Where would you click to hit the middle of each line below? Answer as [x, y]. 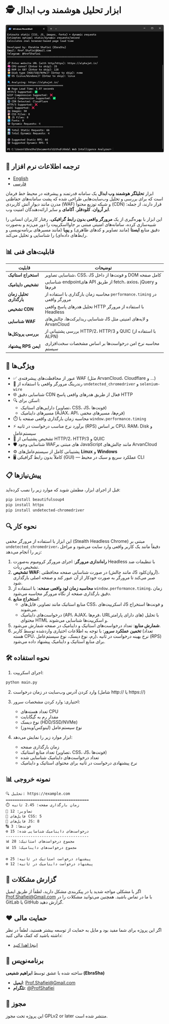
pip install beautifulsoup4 [35, 500]
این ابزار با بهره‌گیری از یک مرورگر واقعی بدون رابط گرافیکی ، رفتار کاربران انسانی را [84, 219]
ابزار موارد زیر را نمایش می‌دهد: [43, 737]
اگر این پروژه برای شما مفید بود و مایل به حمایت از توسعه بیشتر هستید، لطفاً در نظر [84, 930]
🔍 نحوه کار [21, 527]
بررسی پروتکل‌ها [23, 334]
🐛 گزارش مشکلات [31, 879]
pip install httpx [25, 505]
